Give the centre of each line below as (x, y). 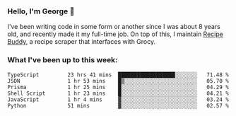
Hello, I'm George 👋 (41, 11)
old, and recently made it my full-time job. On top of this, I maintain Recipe (116, 34)
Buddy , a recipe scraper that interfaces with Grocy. (82, 42)
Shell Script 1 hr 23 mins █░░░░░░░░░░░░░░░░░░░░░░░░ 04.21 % (118, 93)
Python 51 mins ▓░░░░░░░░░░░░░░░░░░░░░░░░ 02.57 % (118, 105)
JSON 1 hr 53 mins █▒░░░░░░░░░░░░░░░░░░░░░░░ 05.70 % (118, 81)
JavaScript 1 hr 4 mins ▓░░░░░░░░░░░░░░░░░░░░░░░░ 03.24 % (118, 99)
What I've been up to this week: (63, 60)
